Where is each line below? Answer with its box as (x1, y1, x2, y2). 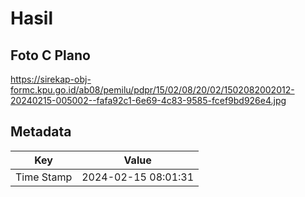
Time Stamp (15, 170, 73, 184)
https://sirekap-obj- (10, 73, 92, 85)
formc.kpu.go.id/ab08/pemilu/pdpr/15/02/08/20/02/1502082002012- (10, 84, 295, 96)
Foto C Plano (10, 47, 91, 64)
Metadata (10, 123, 72, 141)
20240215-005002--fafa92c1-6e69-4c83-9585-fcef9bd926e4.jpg (10, 95, 287, 106)
